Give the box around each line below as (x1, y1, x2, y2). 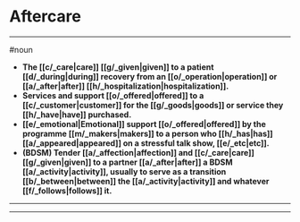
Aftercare (9, 6, 82, 27)
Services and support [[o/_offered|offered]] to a (21, 90, 204, 100)
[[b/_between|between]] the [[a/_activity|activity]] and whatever (21, 175, 270, 186)
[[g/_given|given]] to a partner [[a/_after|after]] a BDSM (21, 157, 234, 167)
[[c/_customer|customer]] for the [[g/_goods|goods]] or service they (21, 99, 284, 110)
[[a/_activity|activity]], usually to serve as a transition (21, 166, 227, 176)
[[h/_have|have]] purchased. (21, 109, 132, 120)
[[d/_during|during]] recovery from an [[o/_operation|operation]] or (21, 71, 278, 81)
